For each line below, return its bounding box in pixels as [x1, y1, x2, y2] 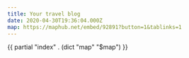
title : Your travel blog [7, 10, 81, 18]
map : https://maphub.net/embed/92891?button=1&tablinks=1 [7, 23, 182, 30]
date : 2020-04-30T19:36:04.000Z [7, 17, 103, 24]
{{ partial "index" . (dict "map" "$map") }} [7, 43, 129, 52]
